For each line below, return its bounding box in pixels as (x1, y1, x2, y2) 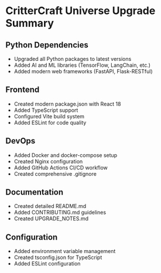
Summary (5, 16, 54, 30)
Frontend (5, 85, 40, 95)
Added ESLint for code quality (13, 119, 87, 126)
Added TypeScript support (13, 107, 78, 114)
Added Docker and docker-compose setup (13, 151, 118, 159)
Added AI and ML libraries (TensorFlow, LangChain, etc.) (13, 62, 150, 69)
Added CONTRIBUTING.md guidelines (13, 209, 107, 216)
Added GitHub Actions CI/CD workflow (13, 164, 108, 171)
